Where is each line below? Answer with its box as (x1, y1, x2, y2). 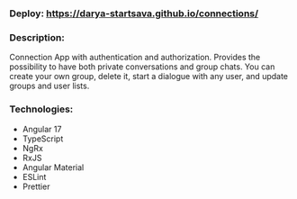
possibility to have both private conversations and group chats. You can (9, 61, 275, 72)
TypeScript (22, 133, 64, 144)
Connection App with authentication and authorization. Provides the (9, 52, 261, 63)
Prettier (22, 181, 50, 192)
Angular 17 (22, 123, 62, 134)
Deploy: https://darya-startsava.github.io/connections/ (9, 7, 259, 20)
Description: (9, 31, 65, 43)
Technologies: (9, 103, 74, 115)
